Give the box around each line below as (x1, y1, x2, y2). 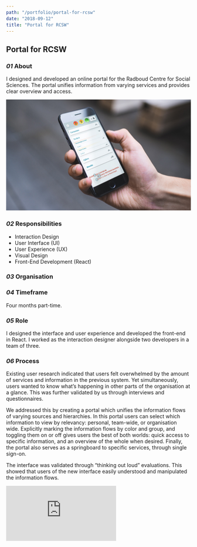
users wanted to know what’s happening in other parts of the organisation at (6, 382, 191, 390)
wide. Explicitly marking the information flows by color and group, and (6, 425, 175, 432)
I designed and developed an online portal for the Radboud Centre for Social (6, 75, 191, 82)
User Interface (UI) (14, 239, 60, 246)
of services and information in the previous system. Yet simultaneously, (6, 377, 179, 384)
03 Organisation (6, 273, 54, 281)
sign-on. (6, 450, 26, 458)
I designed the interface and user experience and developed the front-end (6, 330, 186, 337)
